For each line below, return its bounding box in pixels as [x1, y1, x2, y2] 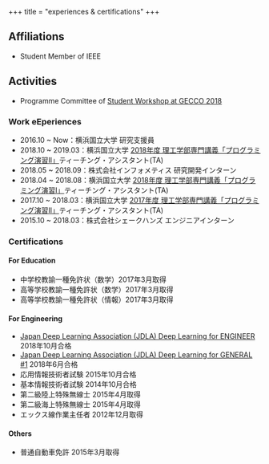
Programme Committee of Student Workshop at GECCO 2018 [19, 96, 223, 105]
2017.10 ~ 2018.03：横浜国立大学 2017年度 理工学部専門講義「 [19, 195, 224, 205]
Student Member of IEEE [19, 51, 102, 61]
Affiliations [8, 30, 65, 43]
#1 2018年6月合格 [19, 360, 78, 369]
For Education [8, 256, 56, 266]
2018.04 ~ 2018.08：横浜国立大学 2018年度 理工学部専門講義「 [19, 175, 228, 185]
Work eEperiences [8, 116, 82, 127]
